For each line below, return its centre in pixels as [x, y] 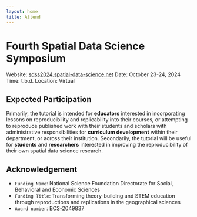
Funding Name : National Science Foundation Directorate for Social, [94, 184]
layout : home [22, 11]
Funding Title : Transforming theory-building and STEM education [95, 196]
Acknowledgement [42, 169]
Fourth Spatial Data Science [76, 46]
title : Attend [24, 17]
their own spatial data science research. [54, 151]
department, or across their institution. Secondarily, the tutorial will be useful [99, 138]
